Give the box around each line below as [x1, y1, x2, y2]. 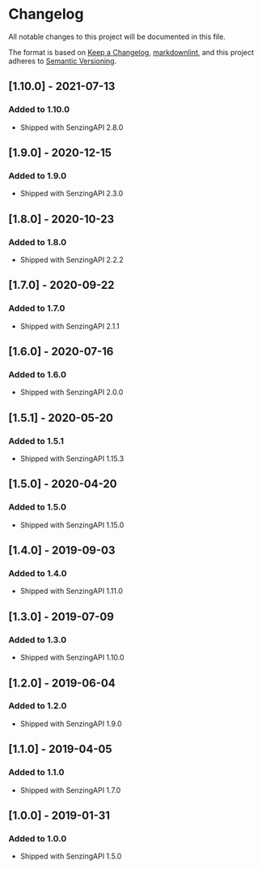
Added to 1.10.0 [8, 104, 70, 115]
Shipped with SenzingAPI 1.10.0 [19, 652, 125, 662]
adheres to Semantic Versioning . [8, 56, 117, 66]
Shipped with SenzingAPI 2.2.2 [19, 255, 124, 265]
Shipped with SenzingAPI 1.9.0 [19, 719, 123, 729]
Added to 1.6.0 [8, 369, 67, 380]
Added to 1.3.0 [8, 634, 67, 645]
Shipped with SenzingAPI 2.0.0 [19, 387, 124, 398]
